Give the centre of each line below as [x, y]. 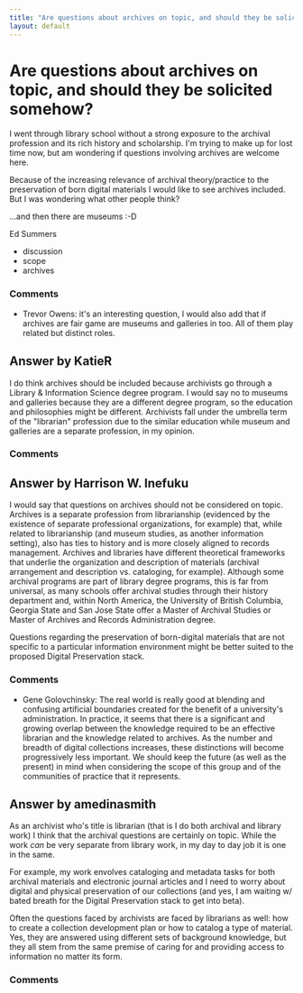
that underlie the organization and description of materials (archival [134, 562]
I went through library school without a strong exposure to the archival [140, 134]
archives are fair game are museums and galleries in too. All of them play [158, 323]
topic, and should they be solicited [141, 90]
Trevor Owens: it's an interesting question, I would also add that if [144, 314]
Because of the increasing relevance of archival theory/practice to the [139, 180]
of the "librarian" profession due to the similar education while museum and [150, 421]
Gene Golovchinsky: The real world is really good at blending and [144, 699]
